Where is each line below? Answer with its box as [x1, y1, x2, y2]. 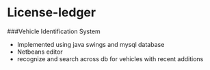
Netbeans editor [16, 48, 63, 56]
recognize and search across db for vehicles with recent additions [16, 54, 204, 63]
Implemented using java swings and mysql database [16, 40, 165, 48]
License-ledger [7, 5, 96, 20]
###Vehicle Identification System [7, 27, 101, 35]
